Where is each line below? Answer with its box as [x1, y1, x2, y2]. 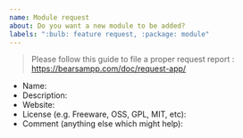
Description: [21, 90, 68, 101]
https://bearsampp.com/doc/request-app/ [30, 63, 187, 74]
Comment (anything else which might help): [21, 118, 183, 129]
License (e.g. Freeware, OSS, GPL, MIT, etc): [21, 109, 187, 120]
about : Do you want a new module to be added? [9, 21, 186, 30]
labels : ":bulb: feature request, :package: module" [9, 29, 210, 38]
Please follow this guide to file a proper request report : [30, 54, 235, 65]
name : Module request [9, 12, 90, 22]
